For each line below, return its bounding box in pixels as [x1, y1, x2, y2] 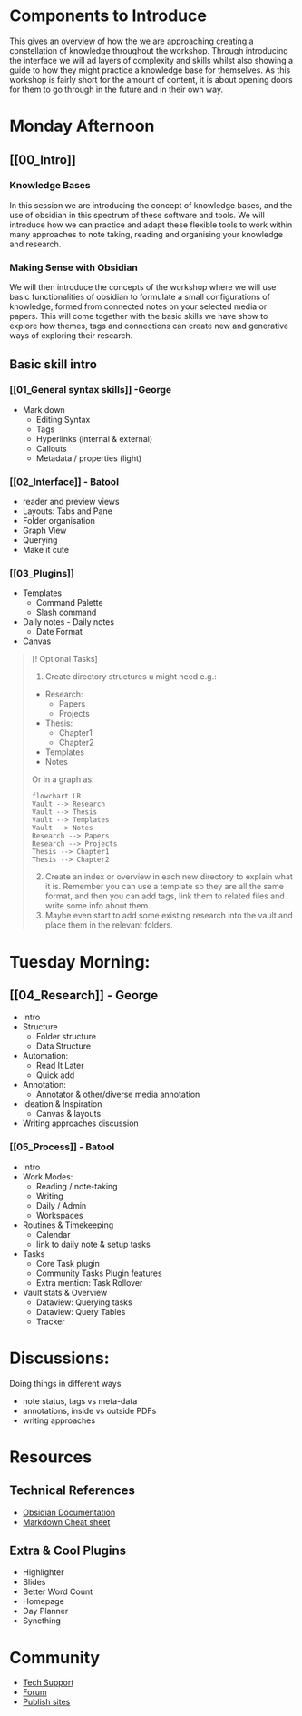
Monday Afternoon [9, 115, 155, 136]
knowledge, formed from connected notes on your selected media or [9, 301, 268, 312]
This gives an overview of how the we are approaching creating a [9, 35, 254, 46]
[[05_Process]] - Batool [9, 1140, 115, 1153]
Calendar [35, 1229, 71, 1239]
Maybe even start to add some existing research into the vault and [44, 910, 293, 921]
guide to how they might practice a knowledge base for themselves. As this [9, 65, 291, 75]
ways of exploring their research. [9, 330, 133, 341]
